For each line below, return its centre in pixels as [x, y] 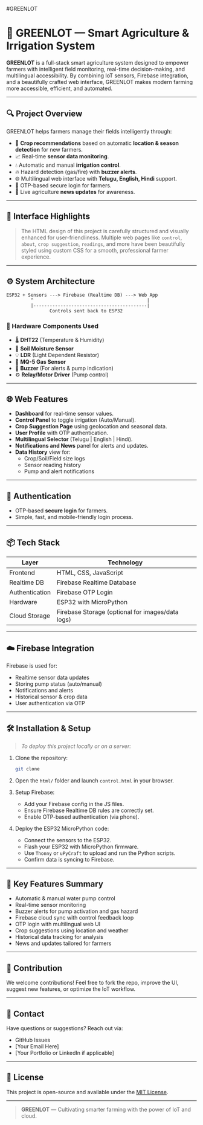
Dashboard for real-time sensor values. [64, 414]
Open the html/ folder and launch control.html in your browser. [94, 780]
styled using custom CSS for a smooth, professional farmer [95, 250]
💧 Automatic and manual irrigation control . [68, 165]
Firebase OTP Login [85, 593]
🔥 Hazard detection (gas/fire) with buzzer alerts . [76, 172]
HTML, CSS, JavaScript [90, 573]
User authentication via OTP [50, 703]
